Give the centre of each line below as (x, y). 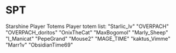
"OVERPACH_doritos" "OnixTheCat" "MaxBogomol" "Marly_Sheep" (87, 32)
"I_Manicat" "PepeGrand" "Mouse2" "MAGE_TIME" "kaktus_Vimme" (88, 38)
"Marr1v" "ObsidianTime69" (39, 45)
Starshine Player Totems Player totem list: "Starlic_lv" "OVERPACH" (87, 26)
